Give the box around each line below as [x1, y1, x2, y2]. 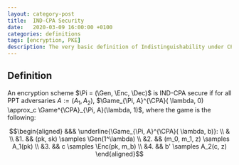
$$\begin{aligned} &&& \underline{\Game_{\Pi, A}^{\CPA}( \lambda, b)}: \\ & [9, 127, 230, 135]
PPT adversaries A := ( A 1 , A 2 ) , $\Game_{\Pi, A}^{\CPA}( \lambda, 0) [7, 96, 204, 107]
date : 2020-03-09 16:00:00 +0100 [7, 23, 113, 31]
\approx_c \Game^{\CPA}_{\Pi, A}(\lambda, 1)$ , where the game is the [7, 105, 211, 114]
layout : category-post [7, 10, 75, 18]
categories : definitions [7, 30, 81, 38]
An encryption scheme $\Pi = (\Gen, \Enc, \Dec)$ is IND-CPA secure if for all [7, 88, 232, 97]
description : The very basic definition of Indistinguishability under [7, 43, 224, 50]
